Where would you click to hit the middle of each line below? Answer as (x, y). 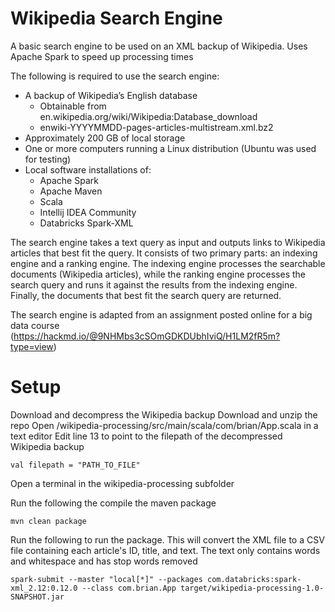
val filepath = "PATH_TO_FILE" (75, 465)
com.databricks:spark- (254, 579)
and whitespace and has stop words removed (104, 561)
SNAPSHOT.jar (37, 597)
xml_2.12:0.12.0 (44, 588)
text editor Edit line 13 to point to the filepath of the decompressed (146, 436)
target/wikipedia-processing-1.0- (252, 588)
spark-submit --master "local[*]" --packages (106, 579)
